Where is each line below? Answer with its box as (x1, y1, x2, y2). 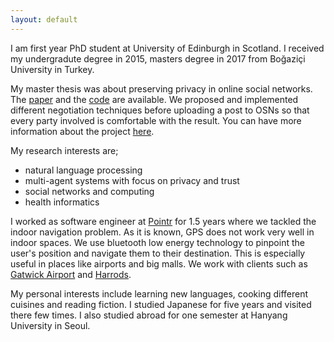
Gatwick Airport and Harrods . (10, 268, 132, 280)
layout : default (10, 14, 78, 25)
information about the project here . (10, 125, 155, 137)
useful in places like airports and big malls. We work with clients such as (10, 257, 308, 270)
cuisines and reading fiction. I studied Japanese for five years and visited (10, 298, 312, 310)
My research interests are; (10, 144, 119, 156)
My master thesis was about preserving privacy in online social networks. (10, 82, 313, 95)
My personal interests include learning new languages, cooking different (10, 287, 309, 300)
